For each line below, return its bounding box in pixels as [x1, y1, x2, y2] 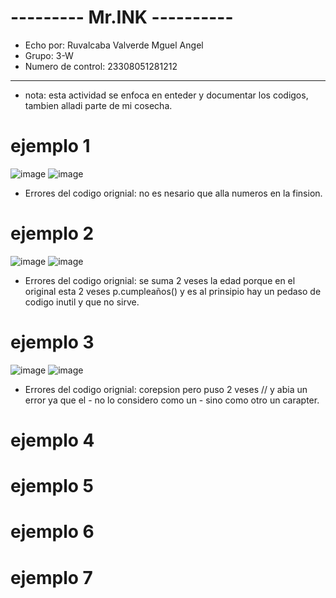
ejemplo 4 [10, 429, 95, 451]
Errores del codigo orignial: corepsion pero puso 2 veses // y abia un [24, 383, 308, 395]
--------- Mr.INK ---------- [10, 6, 234, 29]
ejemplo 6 [10, 521, 95, 543]
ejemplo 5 [10, 475, 94, 498]
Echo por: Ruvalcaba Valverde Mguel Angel [24, 39, 204, 51]
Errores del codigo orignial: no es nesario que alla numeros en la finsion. [24, 187, 323, 199]
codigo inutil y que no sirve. [24, 296, 140, 308]
